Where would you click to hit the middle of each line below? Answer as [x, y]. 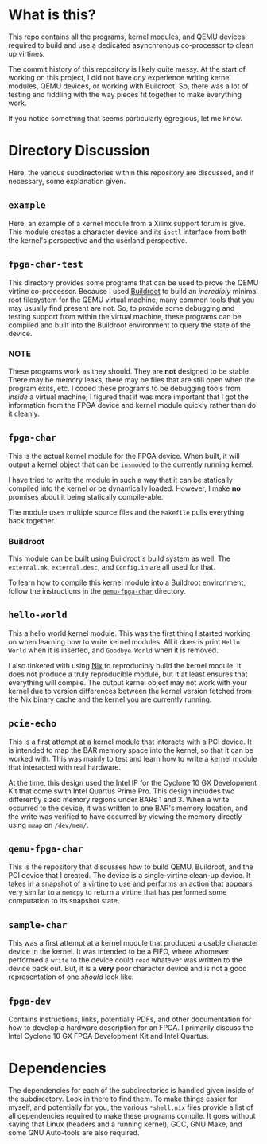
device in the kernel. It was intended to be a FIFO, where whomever [119, 952]
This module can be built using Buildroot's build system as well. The [120, 558]
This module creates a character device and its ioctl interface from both [128, 232]
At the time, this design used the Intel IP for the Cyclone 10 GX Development [133, 782]
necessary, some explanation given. [67, 181]
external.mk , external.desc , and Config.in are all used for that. [112, 566]
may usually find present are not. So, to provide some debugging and [122, 308]
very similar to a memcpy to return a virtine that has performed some [118, 892]
